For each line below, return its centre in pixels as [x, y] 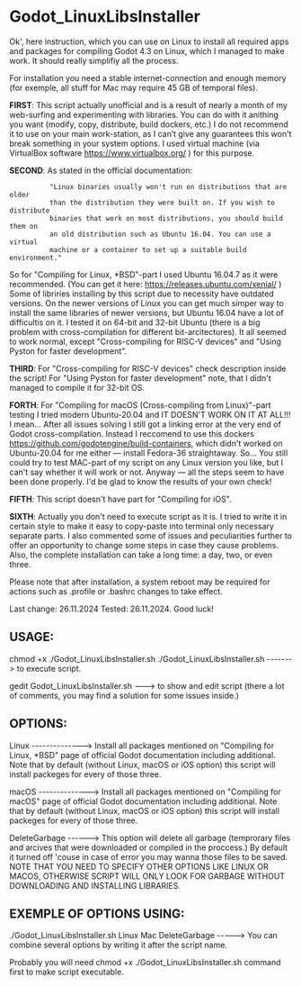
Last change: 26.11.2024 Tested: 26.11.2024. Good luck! [111, 609]
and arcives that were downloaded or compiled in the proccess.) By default [149, 847]
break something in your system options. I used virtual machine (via [135, 143]
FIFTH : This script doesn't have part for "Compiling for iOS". [120, 499]
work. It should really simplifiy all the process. [94, 60]
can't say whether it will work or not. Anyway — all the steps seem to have [147, 472]
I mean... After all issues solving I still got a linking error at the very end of [145, 424]
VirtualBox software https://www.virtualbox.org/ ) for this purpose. [132, 153]
